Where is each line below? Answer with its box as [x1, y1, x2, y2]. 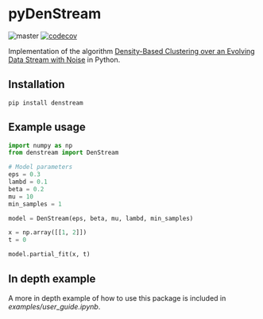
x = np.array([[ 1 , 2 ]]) [8, 229, 87, 236]
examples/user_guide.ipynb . [8, 302, 101, 311]
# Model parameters [8, 163, 73, 171]
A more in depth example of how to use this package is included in [8, 293, 226, 302]
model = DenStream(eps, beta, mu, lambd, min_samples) [8, 214, 194, 222]
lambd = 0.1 [8, 178, 48, 186]
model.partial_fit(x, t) [8, 251, 91, 259]
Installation [8, 78, 65, 91]
